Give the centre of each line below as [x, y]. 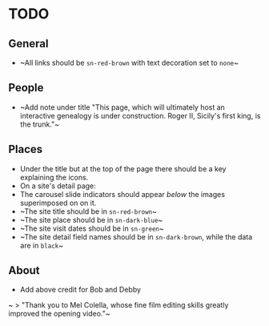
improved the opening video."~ [59, 314]
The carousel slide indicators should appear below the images [122, 194]
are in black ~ [42, 245]
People [26, 88]
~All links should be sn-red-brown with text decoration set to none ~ [129, 62]
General [29, 44]
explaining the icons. [54, 177]
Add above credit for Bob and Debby [80, 290]
